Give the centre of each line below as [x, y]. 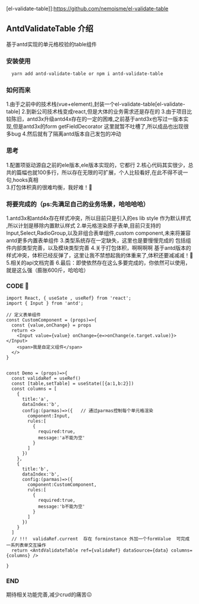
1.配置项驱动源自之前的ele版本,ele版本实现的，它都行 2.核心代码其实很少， [97, 165]
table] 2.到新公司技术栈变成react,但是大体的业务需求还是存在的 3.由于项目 [97, 112]
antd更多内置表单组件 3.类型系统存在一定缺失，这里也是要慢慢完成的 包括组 [99, 240]
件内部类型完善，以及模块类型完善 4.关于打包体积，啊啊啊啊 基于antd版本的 [99, 248]
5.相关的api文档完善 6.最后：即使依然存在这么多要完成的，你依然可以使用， [98, 262]
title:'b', [35, 469]
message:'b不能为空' [61, 507]
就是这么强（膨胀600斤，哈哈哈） [48, 270]
